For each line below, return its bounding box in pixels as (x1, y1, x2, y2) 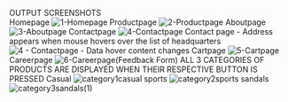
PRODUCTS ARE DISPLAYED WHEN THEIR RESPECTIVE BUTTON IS (9, 64, 259, 75)
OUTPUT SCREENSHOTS (9, 8, 102, 18)
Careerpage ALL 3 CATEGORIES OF (9, 55, 265, 65)
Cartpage (191, 45, 226, 56)
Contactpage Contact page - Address (68, 27, 273, 36)
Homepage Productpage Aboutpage (9, 17, 267, 27)
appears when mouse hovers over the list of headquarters (9, 35, 222, 46)
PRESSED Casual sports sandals (9, 74, 269, 83)
